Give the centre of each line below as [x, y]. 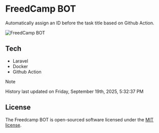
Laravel [20, 61]
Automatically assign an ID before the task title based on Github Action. [80, 23]
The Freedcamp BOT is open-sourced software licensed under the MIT [80, 119]
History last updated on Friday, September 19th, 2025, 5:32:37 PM [74, 91]
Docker [20, 66]
